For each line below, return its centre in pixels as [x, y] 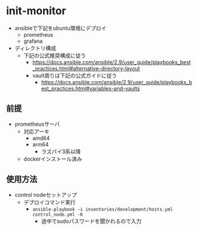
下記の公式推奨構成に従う [55, 55]
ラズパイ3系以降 [61, 151]
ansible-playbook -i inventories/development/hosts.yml [103, 209]
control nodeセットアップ [46, 194]
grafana [33, 41]
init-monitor [36, 11]
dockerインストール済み [53, 159]
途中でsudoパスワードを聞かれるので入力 [91, 221]
